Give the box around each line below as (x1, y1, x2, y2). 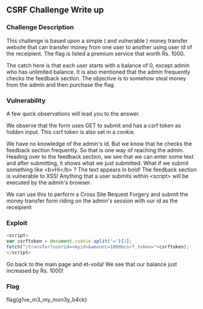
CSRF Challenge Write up (6, 5, 104, 15)
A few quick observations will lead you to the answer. (6, 109, 140, 117)
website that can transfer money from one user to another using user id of (6, 43, 193, 50)
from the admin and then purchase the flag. (6, 81, 116, 88)
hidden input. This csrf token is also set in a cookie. (6, 128, 136, 136)
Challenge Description (6, 23, 74, 32)
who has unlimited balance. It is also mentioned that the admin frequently (6, 68, 191, 75)
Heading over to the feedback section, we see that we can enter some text (6, 153, 194, 160)
